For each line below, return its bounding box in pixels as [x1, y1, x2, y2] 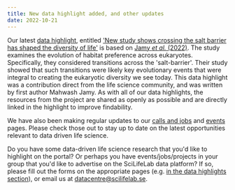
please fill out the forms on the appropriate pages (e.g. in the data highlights [7, 167, 227, 175]
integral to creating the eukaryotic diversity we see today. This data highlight [7, 73, 228, 81]
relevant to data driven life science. [7, 131, 108, 140]
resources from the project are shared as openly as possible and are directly [7, 95, 227, 103]
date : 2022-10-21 [7, 17, 58, 24]
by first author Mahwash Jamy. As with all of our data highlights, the [7, 88, 204, 96]
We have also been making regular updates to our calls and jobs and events [7, 116, 226, 124]
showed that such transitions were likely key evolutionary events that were [7, 66, 222, 74]
